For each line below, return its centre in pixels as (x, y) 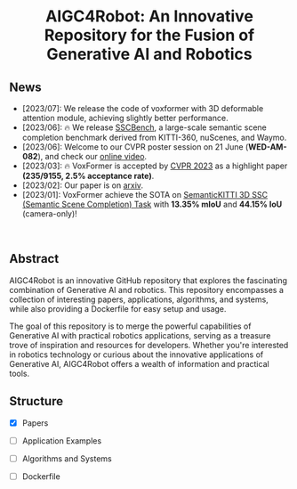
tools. (20, 373)
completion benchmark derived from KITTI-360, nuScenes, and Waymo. (154, 137)
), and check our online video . (92, 156)
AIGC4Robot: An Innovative (149, 16)
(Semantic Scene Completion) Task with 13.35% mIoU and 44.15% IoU (152, 204)
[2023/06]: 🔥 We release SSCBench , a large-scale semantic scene (144, 127)
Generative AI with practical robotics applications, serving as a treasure (140, 335)
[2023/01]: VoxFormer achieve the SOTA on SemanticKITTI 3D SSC (145, 195)
